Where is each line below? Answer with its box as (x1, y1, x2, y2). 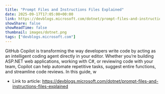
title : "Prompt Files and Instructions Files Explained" (5, 7, 124, 12)
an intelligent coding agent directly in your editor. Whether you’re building (5, 53, 154, 59)
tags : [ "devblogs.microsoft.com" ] (5, 35, 76, 40)
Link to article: (12, 78, 41, 84)
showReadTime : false (5, 25, 48, 30)
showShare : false (5, 21, 41, 26)
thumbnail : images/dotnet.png (5, 30, 67, 35)
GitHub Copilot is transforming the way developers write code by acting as (5, 47, 156, 54)
